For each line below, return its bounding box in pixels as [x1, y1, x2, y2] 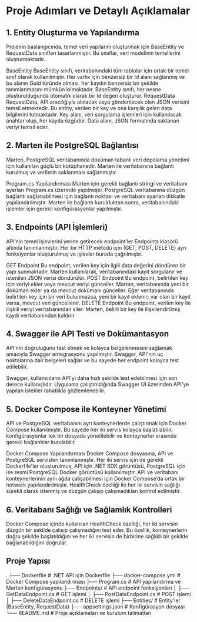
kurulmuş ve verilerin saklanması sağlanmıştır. [6, 168, 118, 176]
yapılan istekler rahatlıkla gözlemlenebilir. [6, 387, 106, 394]
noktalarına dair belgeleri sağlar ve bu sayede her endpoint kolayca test [6, 357, 179, 364]
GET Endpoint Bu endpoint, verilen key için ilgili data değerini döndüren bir [6, 262, 186, 269]
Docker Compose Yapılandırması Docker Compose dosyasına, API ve [6, 450, 173, 457]
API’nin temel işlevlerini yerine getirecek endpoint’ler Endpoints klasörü [6, 237, 178, 245]
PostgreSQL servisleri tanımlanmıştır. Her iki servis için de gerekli [6, 456, 163, 464]
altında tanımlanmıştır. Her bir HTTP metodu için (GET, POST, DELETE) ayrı [6, 244, 187, 251]
